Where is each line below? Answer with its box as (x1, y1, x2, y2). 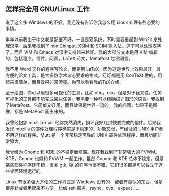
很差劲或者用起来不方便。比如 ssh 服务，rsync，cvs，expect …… (5, 185, 141, 191)
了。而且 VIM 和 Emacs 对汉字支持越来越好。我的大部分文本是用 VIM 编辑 (5, 49, 158, 55)
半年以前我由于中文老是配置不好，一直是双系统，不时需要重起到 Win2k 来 (5, 36, 158, 42)
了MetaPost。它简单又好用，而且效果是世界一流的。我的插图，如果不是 (5, 102, 153, 108)
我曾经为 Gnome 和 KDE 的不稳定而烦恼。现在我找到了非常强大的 (5, 149, 140, 155)
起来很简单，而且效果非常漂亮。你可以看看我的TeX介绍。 (5, 79, 124, 85)
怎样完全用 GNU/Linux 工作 (5, 5, 90, 14)
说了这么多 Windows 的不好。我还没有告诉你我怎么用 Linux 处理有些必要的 (5, 19, 160, 25)
